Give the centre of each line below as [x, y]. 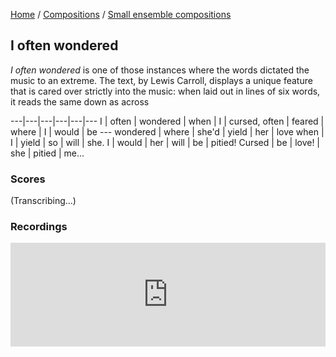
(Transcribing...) [43, 201]
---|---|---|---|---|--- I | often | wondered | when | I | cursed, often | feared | [167, 121]
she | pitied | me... [47, 153]
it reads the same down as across [80, 101]
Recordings [39, 227]
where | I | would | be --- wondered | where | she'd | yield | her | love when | [167, 131]
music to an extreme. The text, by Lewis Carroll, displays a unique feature [161, 80]
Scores [28, 179]
